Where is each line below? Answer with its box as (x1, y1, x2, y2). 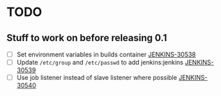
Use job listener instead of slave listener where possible (16, 74, 177, 82)
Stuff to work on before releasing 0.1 (6, 32, 167, 44)
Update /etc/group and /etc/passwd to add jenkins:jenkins (16, 58, 184, 67)
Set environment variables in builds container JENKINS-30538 (16, 50, 196, 58)
